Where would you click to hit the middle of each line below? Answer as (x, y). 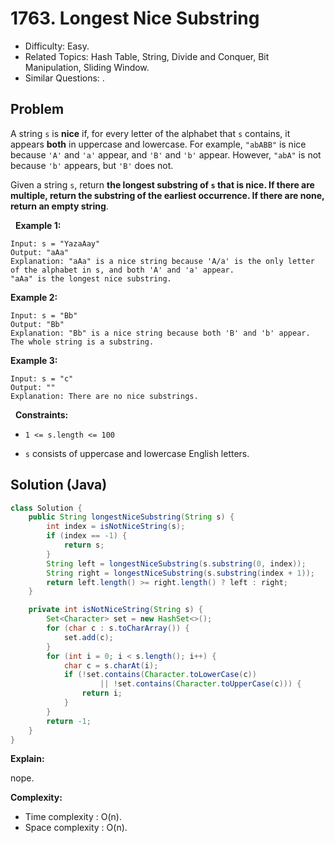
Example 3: (34, 360)
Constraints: (41, 414)
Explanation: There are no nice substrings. (104, 396)
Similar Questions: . (64, 78)
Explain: (27, 759)
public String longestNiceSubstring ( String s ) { (131, 517)
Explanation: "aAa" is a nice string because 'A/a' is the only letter (162, 261)
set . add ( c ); (88, 637)
